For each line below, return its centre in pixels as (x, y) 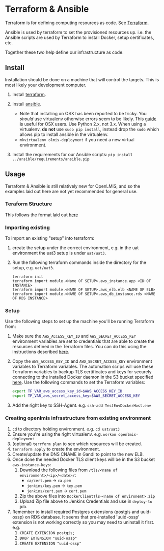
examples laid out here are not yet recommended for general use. (71, 191)
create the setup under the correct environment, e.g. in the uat (75, 248)
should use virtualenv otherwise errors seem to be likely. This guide (88, 119)
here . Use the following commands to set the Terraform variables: (79, 382)
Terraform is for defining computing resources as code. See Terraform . (77, 23)
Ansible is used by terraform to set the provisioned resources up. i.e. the (78, 32)
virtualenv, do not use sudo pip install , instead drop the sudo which (89, 129)
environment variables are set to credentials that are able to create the (83, 341)
